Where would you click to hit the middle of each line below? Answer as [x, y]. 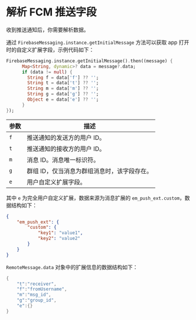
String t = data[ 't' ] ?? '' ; [63, 83]
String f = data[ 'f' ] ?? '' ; [63, 78]
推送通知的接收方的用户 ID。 [66, 149]
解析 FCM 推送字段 [51, 12]
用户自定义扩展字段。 [57, 182]
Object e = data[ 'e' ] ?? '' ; [63, 100]
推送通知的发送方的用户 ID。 [66, 137]
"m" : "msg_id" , [34, 295]
